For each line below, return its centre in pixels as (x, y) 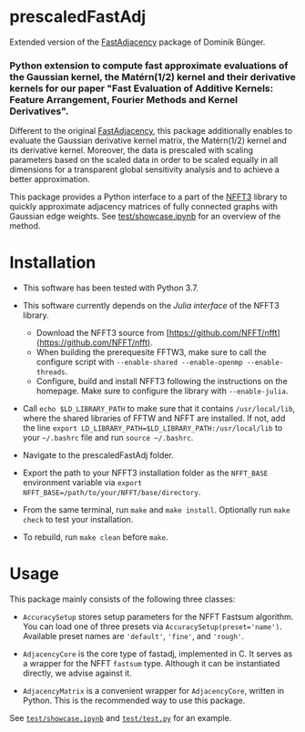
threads (51, 372)
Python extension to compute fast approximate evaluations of (149, 66)
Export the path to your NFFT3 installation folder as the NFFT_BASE (145, 473)
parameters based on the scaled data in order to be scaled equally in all (144, 160)
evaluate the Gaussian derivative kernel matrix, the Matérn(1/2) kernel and (148, 141)
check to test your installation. (78, 520)
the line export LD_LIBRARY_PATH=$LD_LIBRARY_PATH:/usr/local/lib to (152, 428)
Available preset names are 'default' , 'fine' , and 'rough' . (133, 636)
